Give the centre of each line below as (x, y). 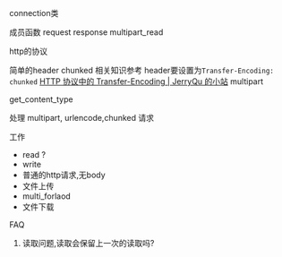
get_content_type (41, 99)
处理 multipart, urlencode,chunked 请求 (82, 118)
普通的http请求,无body (64, 175)
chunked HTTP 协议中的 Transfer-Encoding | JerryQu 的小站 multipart (137, 81)
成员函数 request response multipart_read (86, 32)
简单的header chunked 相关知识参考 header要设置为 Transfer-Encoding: (142, 70)
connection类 (34, 13)
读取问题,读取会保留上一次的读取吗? (88, 243)
